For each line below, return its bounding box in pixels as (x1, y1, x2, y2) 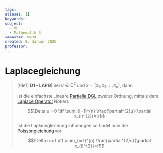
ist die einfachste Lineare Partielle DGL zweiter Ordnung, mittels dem (17, 93, 159, 99)
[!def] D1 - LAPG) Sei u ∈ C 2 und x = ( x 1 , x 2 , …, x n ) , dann (17, 81, 133, 89)
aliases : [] (5, 12, 30, 17)
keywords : (5, 16, 26, 21)
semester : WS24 (5, 35, 37, 40)
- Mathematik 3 (9, 30, 41, 35)
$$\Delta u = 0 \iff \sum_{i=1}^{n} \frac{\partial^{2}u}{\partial (27, 108, 152, 114)
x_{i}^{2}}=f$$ (74, 143, 105, 149)
